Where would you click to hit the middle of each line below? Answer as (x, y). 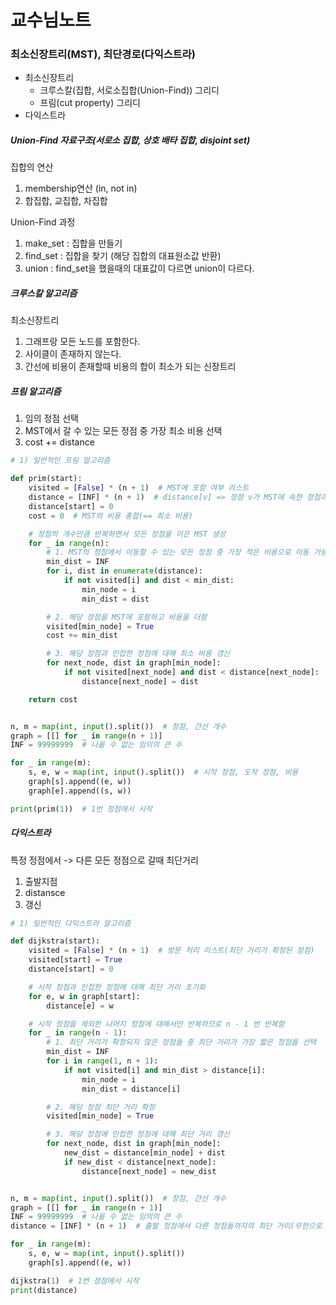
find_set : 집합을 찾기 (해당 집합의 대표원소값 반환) (123, 256)
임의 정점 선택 (51, 418)
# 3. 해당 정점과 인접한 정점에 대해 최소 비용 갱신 (138, 654)
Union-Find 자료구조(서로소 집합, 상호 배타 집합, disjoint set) (130, 140)
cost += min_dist (82, 636)
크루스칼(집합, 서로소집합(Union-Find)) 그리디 (129, 90)
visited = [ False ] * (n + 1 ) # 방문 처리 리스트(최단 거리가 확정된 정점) (171, 951)
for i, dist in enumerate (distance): (124, 571)
